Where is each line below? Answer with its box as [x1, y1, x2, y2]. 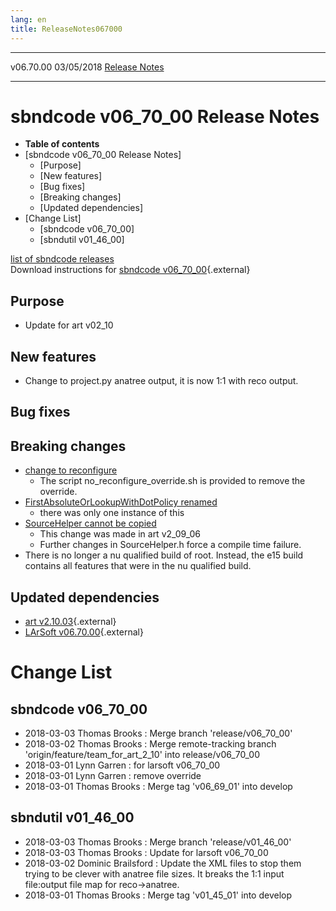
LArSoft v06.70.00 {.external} [24, 626, 144, 638]
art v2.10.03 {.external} [24, 616, 117, 628]
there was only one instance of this [39, 507, 185, 519]
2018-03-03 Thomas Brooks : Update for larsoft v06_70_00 [24, 846, 269, 858]
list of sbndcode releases [10, 253, 115, 265]
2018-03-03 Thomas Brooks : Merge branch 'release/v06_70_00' [24, 727, 293, 740]
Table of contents [24, 138, 100, 150]
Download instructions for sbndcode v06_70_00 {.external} [10, 264, 251, 276]
